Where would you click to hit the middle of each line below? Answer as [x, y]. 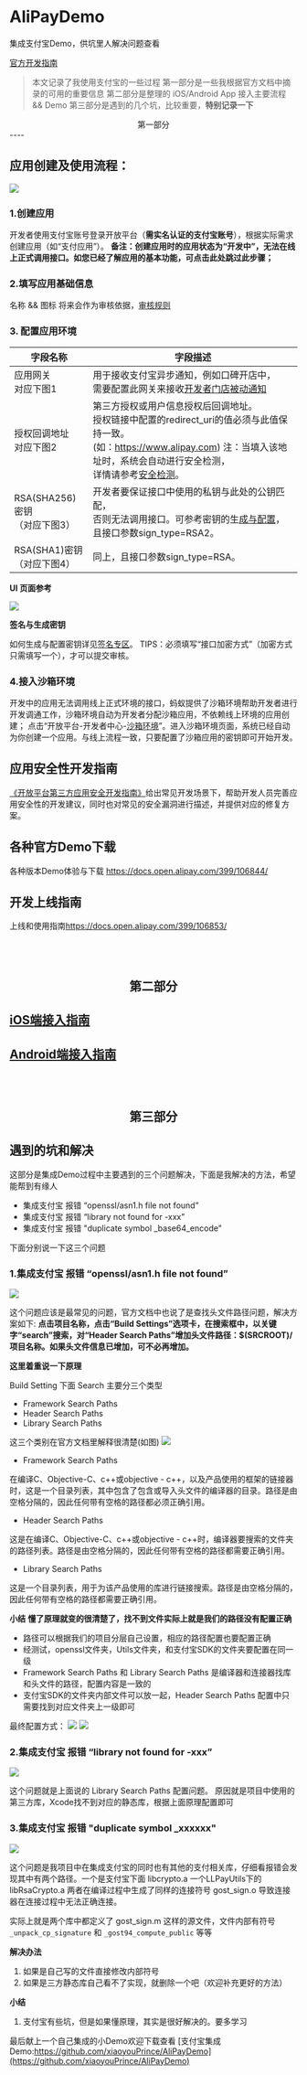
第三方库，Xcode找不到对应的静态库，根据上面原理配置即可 [122, 1802]
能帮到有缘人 [33, 1185]
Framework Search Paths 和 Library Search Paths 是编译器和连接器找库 [157, 1673]
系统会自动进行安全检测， [175, 461]
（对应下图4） [45, 563]
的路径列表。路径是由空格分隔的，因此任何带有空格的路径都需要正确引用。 [149, 1551]
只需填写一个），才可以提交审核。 [72, 655]
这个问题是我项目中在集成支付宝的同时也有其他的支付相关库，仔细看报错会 [149, 1866]
